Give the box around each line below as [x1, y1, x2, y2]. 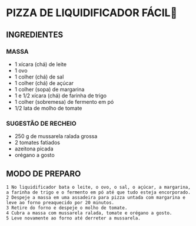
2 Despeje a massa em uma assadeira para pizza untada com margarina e [6, 194, 185, 201]
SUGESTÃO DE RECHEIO [6, 119, 77, 127]
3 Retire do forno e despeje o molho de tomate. [6, 205, 128, 211]
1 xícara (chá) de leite [14, 60, 67, 68]
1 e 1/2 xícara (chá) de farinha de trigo [14, 92, 107, 99]
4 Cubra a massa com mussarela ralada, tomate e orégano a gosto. [6, 210, 172, 216]
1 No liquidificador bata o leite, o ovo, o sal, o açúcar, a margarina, [6, 184, 191, 190]
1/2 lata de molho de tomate [14, 104, 82, 112]
